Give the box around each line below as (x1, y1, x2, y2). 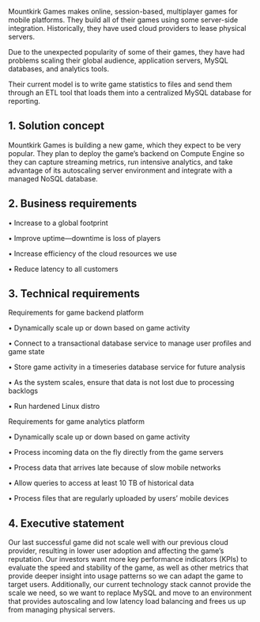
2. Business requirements (8, 197, 138, 211)
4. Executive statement (8, 517, 125, 530)
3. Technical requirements (8, 287, 141, 300)
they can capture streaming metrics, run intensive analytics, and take (8, 157, 233, 166)
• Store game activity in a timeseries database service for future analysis (8, 362, 246, 372)
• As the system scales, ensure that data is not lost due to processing (8, 378, 235, 387)
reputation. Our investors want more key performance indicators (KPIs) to (8, 555, 247, 564)
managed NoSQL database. (8, 174, 99, 183)
